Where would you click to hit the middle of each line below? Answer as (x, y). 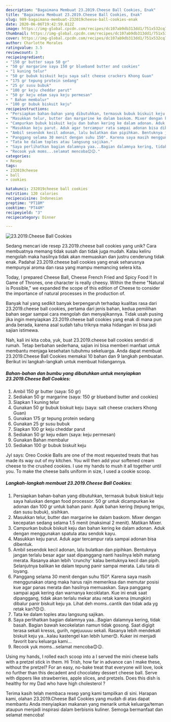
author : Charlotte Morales (34, 43)
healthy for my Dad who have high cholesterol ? (56, 683)
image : (13, 29)
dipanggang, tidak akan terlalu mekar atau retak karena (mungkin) (82, 598)
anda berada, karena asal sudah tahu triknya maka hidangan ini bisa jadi (81, 325)
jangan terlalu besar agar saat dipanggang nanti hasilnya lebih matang (87, 555)
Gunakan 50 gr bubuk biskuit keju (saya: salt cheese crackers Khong (85, 408)
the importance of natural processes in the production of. (66, 294)
